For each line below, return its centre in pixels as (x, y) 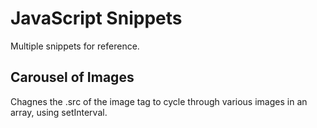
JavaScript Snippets (96, 18)
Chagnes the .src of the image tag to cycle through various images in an (159, 101)
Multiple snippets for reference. (75, 46)
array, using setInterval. (59, 112)
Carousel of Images (72, 77)
